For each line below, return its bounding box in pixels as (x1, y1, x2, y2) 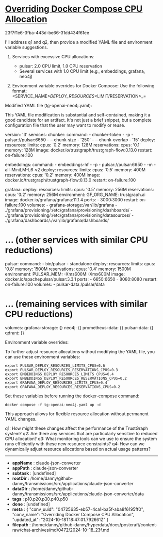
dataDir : (12, 486, 30, 491)
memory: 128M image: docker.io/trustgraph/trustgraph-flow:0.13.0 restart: (5, 147, 153, 153)
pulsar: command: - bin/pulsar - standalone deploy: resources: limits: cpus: (5, 260, 155, 266)
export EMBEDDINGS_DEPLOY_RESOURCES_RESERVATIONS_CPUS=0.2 (5, 376, 127, 381)
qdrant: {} (5, 330, 25, 336)
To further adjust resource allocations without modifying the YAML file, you (5, 348, 155, 355)
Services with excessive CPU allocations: (12, 53, 95, 59)
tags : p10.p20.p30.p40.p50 (12, 496, 68, 502)
